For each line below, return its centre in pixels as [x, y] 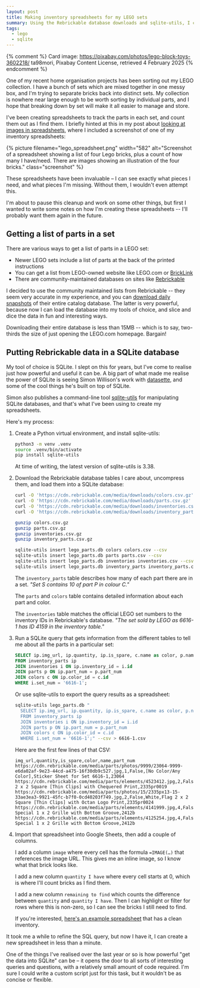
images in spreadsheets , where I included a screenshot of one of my [90, 130]
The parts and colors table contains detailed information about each [99, 596]
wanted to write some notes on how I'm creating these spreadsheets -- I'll [97, 209]
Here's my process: [30, 421]
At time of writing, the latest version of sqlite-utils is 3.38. [85, 467]
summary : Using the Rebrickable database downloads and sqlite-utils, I [98, 23]
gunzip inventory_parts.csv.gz [54, 539]
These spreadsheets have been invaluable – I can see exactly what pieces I [99, 178]
